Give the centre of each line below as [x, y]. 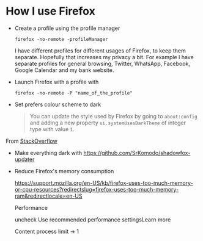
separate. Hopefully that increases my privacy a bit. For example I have [104, 57]
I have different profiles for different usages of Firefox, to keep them [100, 51]
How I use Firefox [50, 11]
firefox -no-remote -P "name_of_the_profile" [73, 93]
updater [24, 159]
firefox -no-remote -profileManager [61, 39]
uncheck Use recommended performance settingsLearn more [93, 219]
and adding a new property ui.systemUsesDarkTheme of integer [108, 123]
